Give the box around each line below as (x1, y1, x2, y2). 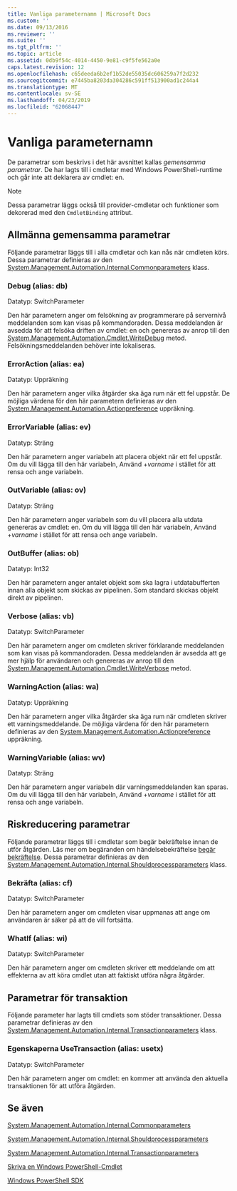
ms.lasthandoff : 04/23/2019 (7, 97, 91, 104)
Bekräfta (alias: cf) (7, 878, 73, 888)
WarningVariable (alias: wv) (7, 753, 105, 763)
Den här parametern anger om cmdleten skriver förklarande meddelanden (7, 641, 224, 650)
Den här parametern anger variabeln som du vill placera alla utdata (7, 515, 203, 523)
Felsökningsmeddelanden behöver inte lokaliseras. (7, 341, 157, 350)
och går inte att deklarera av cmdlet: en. (7, 173, 125, 181)
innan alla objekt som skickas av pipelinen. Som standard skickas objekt (7, 586, 218, 595)
